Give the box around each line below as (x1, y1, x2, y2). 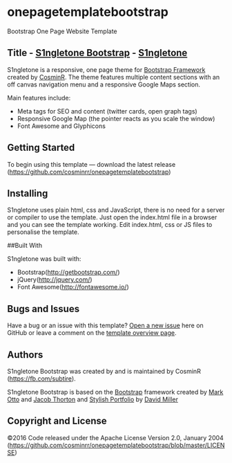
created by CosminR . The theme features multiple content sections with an (7, 73, 220, 81)
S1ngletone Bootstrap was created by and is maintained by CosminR (7, 367, 202, 375)
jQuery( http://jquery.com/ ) (17, 275, 93, 284)
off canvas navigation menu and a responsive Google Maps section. (7, 80, 201, 89)
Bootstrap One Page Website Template (7, 27, 117, 35)
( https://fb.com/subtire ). (7, 374, 76, 383)
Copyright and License (7, 415, 107, 427)
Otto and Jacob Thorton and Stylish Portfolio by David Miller (7, 395, 178, 403)
